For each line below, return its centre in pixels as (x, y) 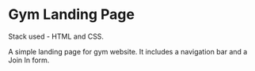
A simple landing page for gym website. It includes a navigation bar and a (128, 51)
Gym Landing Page (71, 15)
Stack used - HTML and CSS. (56, 36)
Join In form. (29, 60)
